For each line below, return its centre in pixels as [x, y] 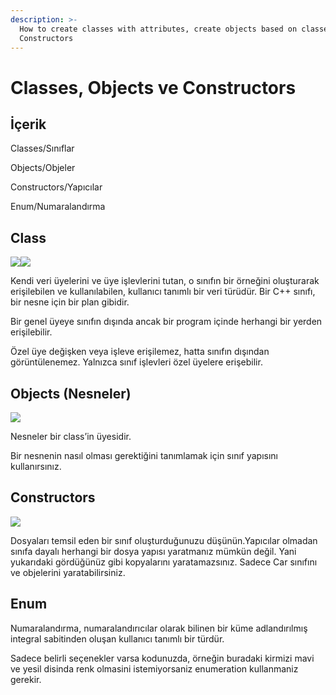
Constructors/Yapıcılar [56, 187]
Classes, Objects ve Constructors [153, 87]
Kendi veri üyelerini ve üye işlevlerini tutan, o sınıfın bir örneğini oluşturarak [165, 281]
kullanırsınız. [36, 466]
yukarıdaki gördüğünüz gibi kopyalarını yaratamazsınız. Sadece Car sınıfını [164, 562]
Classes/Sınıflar [42, 148]
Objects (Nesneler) [71, 393]
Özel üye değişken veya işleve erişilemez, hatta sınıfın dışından [140, 352]
